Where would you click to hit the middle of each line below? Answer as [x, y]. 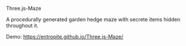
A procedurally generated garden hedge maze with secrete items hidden [93, 19]
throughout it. [22, 26]
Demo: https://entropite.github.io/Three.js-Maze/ [65, 37]
